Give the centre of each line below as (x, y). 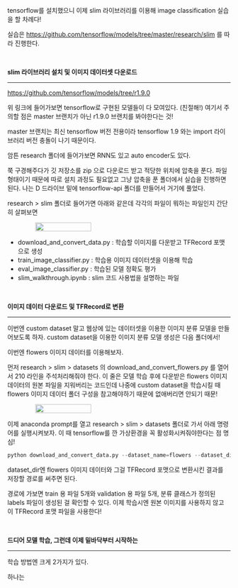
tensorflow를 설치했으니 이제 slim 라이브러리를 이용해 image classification (112, 10)
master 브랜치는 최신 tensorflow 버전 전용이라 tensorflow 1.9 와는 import (110, 131)
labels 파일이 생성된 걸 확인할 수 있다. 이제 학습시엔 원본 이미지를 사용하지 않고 (116, 502)
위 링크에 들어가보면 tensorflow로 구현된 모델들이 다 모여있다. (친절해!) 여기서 (115, 107)
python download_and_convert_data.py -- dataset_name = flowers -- (104, 455)
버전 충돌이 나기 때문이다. (61, 140)
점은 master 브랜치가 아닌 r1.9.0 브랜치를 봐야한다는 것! (97, 116)
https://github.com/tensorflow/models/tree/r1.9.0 (79, 93)
